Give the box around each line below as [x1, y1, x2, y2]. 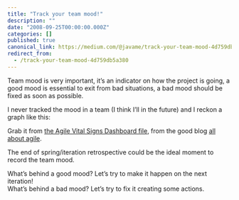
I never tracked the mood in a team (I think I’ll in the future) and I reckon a [7, 105, 223, 114]
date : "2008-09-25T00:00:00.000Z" [7, 23, 110, 31]
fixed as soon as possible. [7, 91, 84, 100]
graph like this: [7, 112, 51, 121]
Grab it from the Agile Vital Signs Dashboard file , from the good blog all [7, 126, 216, 135]
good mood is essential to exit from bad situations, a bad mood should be [7, 83, 223, 93]
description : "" [7, 17, 55, 24]
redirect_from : [7, 51, 53, 58]
